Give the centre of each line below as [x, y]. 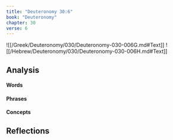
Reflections [28, 131]
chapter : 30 [21, 23]
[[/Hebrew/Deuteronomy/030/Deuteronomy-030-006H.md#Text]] [87, 52]
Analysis [23, 70]
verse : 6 [17, 28]
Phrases [17, 98]
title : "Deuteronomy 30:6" [40, 12]
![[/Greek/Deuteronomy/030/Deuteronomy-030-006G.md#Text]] [85, 45]
